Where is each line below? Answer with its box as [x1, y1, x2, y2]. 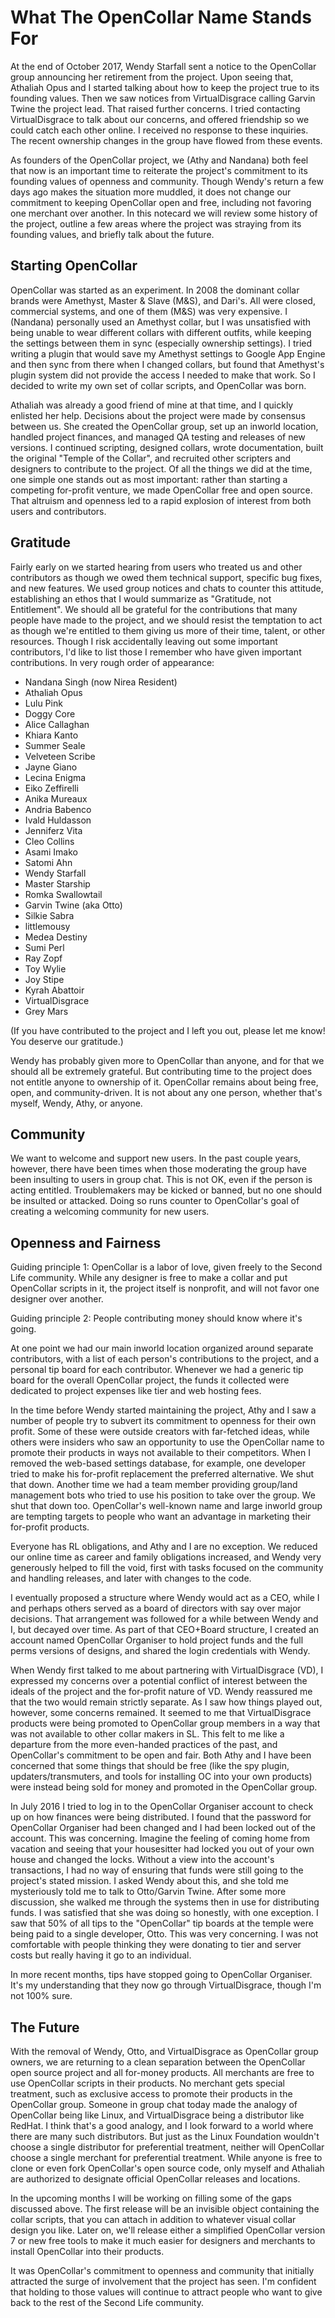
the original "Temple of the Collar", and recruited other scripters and [10, 452, 292, 464]
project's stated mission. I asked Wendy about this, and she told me [10, 1875, 289, 1887]
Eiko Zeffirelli [24, 782, 79, 794]
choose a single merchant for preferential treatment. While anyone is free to [10, 2152, 323, 2163]
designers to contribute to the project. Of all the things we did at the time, [10, 462, 313, 475]
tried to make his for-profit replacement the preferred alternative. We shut [10, 1468, 315, 1480]
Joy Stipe [24, 973, 65, 985]
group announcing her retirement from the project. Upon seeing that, [10, 71, 294, 83]
